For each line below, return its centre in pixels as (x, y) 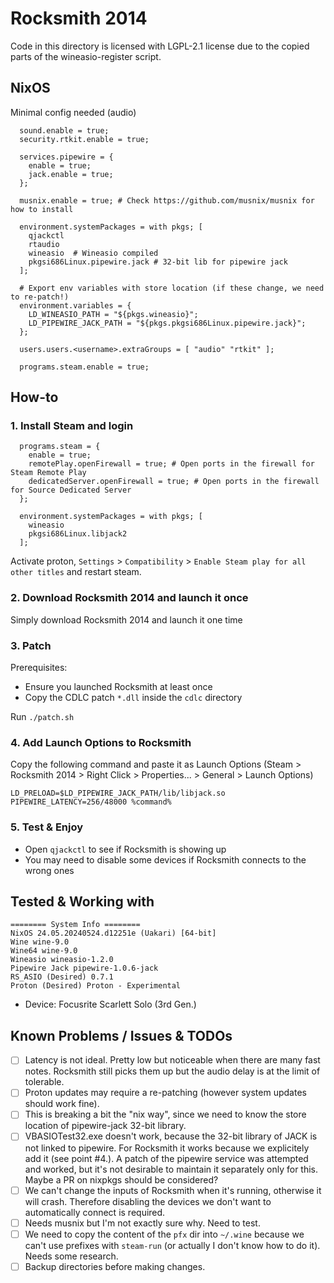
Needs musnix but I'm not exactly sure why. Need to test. (142, 1223)
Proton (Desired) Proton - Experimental (96, 986)
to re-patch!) (40, 297)
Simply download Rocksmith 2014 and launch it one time (126, 619)
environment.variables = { (75, 305)
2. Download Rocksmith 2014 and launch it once (129, 598)
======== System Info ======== (75, 925)
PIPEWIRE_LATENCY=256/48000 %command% (91, 802)
